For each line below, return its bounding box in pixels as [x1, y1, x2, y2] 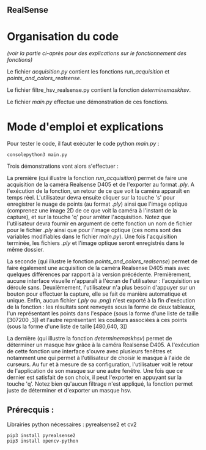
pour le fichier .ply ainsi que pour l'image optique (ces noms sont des [7, 227, 182, 234]
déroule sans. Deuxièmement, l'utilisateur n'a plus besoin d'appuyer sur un [7, 284, 196, 291]
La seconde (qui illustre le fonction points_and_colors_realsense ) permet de [7, 258, 198, 265]
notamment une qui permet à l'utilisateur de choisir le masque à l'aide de [7, 354, 191, 362]
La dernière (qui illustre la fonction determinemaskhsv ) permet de [7, 335, 172, 342]
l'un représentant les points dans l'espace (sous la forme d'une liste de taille [7, 310, 199, 317]
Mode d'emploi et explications [7, 119, 164, 133]
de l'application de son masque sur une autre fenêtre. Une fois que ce [7, 367, 183, 375]
